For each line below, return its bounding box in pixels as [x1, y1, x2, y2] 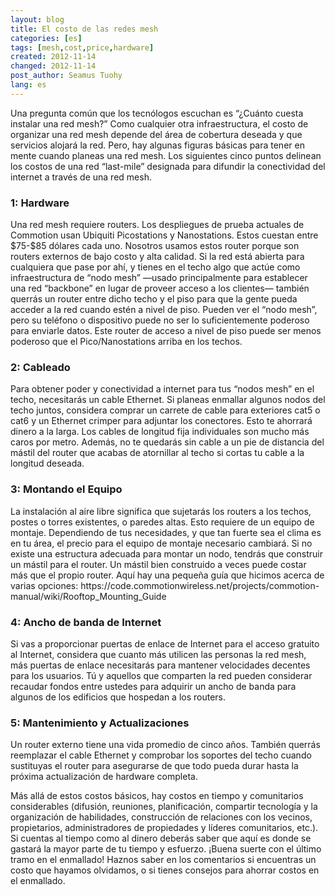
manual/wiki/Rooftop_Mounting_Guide [10, 590, 167, 602]
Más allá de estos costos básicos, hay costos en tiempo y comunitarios [10, 790, 304, 802]
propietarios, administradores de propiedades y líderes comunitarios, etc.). [10, 822, 319, 834]
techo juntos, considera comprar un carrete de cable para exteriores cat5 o [10, 404, 321, 416]
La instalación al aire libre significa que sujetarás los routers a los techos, [10, 505, 312, 517]
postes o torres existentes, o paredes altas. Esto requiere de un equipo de [10, 516, 315, 528]
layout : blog [10, 14, 65, 25]
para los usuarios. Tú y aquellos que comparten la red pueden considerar [10, 669, 313, 681]
